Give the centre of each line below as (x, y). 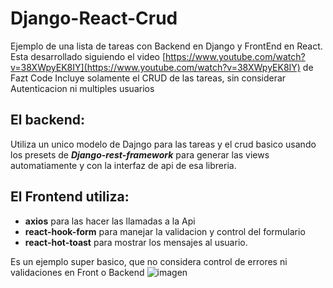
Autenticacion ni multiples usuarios (82, 88)
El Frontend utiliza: (70, 197)
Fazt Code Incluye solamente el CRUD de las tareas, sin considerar (148, 78)
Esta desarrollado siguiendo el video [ (88, 56)
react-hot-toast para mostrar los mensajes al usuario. (136, 242)
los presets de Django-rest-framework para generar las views (140, 154)
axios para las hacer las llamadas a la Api (110, 221)
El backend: (47, 120)
